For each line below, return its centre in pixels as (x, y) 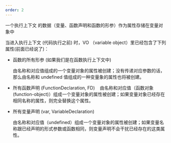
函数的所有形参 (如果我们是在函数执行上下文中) (62, 60)
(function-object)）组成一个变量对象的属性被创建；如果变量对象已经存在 (89, 94)
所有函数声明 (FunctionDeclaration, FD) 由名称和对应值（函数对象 (83, 88)
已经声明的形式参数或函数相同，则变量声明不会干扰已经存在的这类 (91, 129)
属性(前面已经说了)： (27, 49)
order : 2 (15, 10)
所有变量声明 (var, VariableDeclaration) (53, 111)
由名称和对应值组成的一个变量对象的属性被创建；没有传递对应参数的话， (89, 70)
